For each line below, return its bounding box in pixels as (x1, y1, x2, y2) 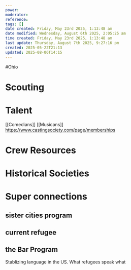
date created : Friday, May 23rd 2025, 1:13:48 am (5, 26, 113, 31)
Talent (5, 104, 32, 116)
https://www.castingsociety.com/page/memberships (5, 127, 116, 133)
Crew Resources (5, 144, 76, 156)
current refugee (5, 228, 57, 237)
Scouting (5, 82, 45, 93)
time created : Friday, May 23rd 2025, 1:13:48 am (5, 36, 113, 41)
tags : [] (5, 21, 24, 27)
